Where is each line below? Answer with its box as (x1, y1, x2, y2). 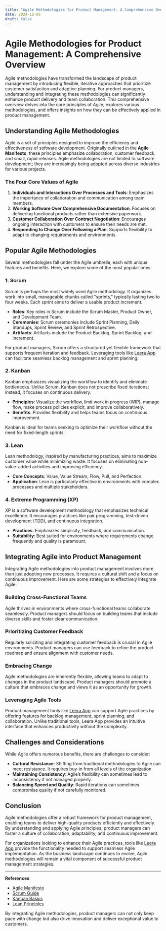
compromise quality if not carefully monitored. (12, 787, 107, 793)
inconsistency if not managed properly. (12, 777, 92, 783)
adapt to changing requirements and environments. (12, 232, 117, 238)
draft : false (5, 16, 32, 21)
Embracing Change (5, 662, 52, 669)
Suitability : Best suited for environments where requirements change (12, 533, 154, 539)
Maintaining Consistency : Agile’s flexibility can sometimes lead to (12, 771, 148, 777)
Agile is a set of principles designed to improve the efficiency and (5, 140, 138, 146)
